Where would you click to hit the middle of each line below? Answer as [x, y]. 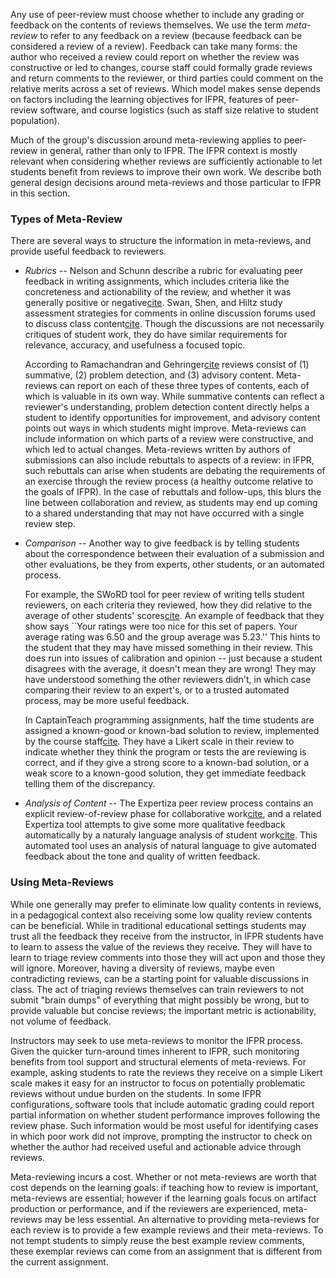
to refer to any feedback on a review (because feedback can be [171, 35]
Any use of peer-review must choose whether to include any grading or [157, 14]
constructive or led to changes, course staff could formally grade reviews [161, 67]
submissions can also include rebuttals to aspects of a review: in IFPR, [169, 460]
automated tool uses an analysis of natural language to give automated [170, 846]
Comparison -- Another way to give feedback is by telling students [162, 543]
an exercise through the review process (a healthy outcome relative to [169, 481]
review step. [50, 524]
